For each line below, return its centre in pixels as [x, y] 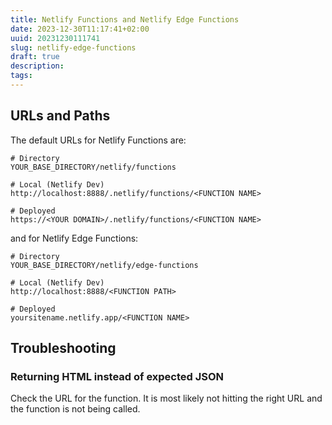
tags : [21, 76]
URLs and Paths [60, 116]
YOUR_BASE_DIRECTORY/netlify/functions [93, 167]
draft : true [35, 57]
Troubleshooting [63, 348]
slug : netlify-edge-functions [73, 47]
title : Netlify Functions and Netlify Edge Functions [125, 19]
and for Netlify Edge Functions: [74, 238]
